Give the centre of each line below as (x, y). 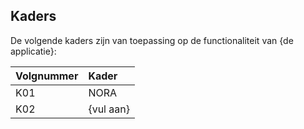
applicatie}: (33, 51)
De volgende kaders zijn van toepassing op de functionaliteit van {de (152, 40)
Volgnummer (47, 76)
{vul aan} (109, 109)
